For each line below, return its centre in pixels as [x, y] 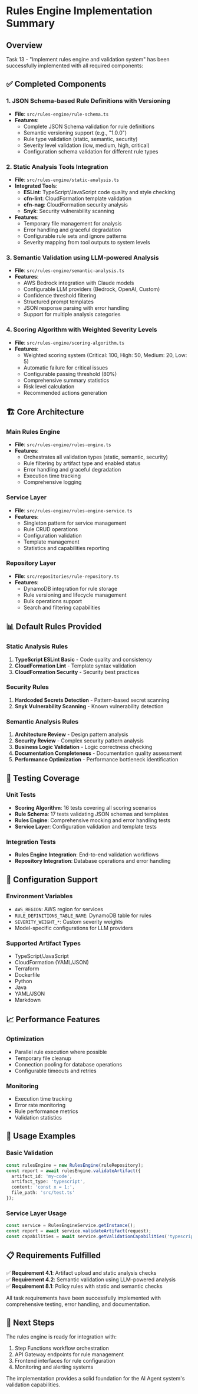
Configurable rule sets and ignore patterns [75, 236]
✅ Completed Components [56, 84]
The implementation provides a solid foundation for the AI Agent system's [95, 1379]
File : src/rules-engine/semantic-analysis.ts [70, 270]
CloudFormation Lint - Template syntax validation [75, 666]
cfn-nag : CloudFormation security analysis [76, 204]
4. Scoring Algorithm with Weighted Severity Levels [82, 330]
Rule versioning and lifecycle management [75, 595]
